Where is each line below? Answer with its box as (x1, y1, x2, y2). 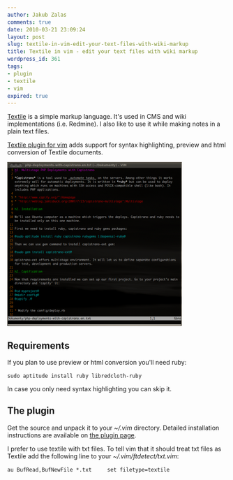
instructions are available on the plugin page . (7, 430, 137, 439)
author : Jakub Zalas (7, 11, 68, 18)
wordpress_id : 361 (7, 56, 61, 63)
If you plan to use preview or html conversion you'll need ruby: (7, 358, 187, 367)
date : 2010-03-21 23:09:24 (7, 26, 86, 33)
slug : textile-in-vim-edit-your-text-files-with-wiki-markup (7, 41, 189, 48)
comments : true (7, 18, 52, 26)
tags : (7, 63, 23, 70)
